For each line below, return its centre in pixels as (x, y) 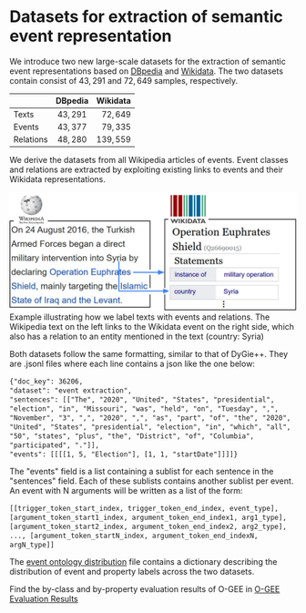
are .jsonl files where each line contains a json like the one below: (132, 363)
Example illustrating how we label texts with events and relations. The (140, 317)
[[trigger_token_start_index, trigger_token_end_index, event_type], (144, 508)
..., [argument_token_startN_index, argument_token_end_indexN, (134, 536)
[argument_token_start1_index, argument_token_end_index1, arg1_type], (148, 517)
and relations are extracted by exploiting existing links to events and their (147, 169)
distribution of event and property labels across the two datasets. (132, 571)
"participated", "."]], (55, 445)
